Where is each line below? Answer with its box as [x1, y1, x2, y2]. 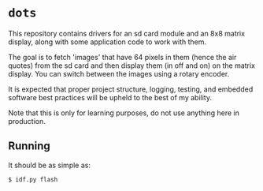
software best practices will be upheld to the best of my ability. [8, 92, 213, 102]
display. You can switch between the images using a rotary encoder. [8, 69, 230, 78]
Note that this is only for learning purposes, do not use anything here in [8, 108, 240, 118]
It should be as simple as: [8, 160, 91, 170]
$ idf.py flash [8, 175, 58, 183]
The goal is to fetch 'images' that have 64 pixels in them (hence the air [8, 52, 237, 62]
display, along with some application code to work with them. [8, 37, 207, 47]
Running [8, 140, 51, 153]
